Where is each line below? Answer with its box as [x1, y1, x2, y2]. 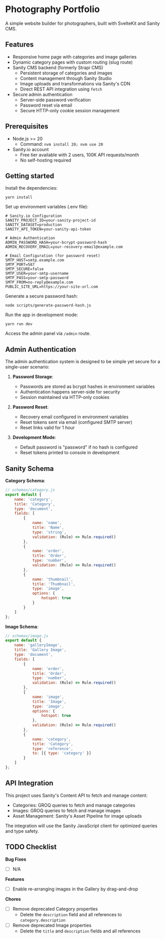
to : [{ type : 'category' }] [32, 751, 92, 756]
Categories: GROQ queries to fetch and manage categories [12, 802, 135, 808]
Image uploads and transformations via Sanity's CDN [20, 80, 131, 86]
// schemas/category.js [5, 487, 56, 493]
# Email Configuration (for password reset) [5, 253, 100, 258]
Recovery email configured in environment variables [20, 414, 129, 420]
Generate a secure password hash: [5, 293, 78, 299]
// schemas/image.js [5, 633, 49, 638]
